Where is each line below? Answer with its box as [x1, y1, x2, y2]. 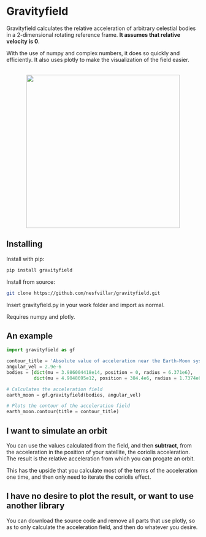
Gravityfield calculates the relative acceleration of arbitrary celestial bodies [6, 25, 196, 32]
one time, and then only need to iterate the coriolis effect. [6, 473, 151, 481]
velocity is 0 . [6, 37, 40, 45]
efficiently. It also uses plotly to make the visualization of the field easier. [6, 56, 189, 63]
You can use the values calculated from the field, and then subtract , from [6, 442, 192, 449]
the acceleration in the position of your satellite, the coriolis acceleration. [6, 449, 190, 455]
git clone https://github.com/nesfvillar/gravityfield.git [6, 290, 161, 296]
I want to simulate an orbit [6, 425, 108, 436]
